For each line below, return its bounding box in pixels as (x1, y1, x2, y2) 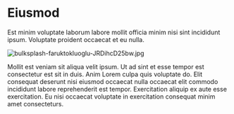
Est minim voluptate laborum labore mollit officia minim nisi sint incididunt (7, 28, 221, 36)
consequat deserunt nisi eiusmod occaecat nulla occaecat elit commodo (7, 77, 218, 85)
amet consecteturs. (7, 99, 64, 108)
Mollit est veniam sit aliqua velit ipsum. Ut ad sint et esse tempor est (7, 62, 204, 71)
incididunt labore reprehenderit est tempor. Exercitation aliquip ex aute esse (7, 85, 228, 93)
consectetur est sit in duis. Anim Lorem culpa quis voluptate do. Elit (7, 70, 203, 78)
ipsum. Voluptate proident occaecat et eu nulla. (7, 35, 144, 43)
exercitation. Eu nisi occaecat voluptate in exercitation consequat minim (7, 92, 216, 101)
